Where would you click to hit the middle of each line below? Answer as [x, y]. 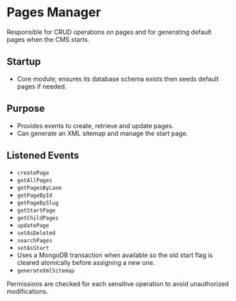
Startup [24, 62]
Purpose [26, 109]
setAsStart [33, 249]
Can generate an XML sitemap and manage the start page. [102, 133]
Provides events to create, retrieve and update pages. [95, 125]
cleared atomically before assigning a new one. [86, 263]
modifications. [28, 292]
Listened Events [43, 155]
